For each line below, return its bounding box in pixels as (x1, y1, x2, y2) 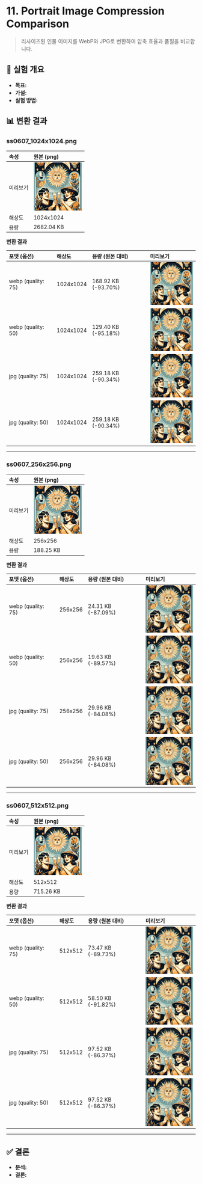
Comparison (6, 17, 70, 31)
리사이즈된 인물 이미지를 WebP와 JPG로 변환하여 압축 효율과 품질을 (20, 37, 179, 44)
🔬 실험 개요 (6, 64, 45, 75)
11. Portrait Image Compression (6, 4, 165, 18)
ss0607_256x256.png (6, 460, 72, 468)
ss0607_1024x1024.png (6, 137, 77, 146)
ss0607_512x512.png (6, 801, 69, 809)
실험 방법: (14, 96, 38, 103)
